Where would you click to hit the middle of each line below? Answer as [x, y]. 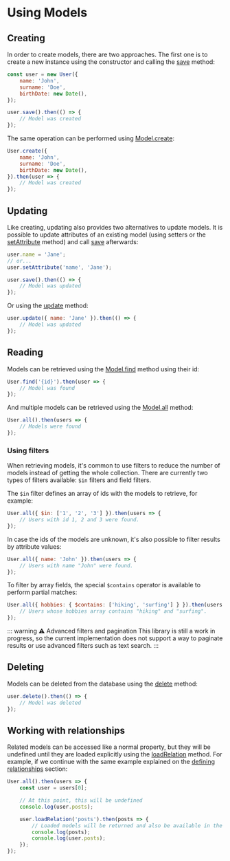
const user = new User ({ [43, 74]
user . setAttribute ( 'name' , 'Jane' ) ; [59, 267]
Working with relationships [66, 730]
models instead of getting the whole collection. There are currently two [107, 473]
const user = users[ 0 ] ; [54, 788]
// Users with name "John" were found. [77, 565]
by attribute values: [34, 546]
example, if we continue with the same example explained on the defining [111, 762]
